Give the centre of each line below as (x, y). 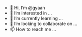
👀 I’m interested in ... (31, 13)
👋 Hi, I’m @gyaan (27, 8)
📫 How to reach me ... (33, 29)
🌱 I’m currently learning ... (36, 18)
